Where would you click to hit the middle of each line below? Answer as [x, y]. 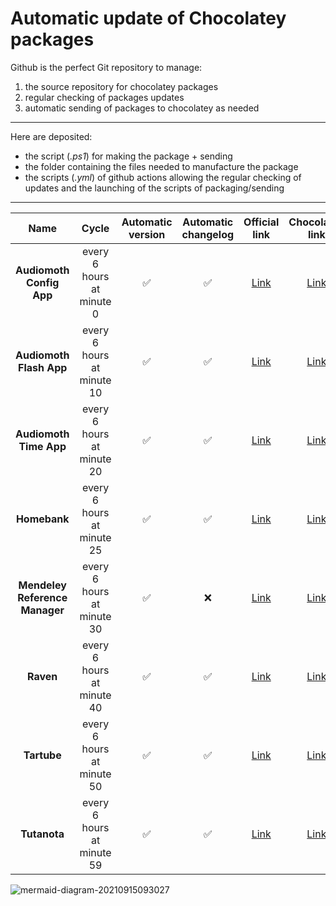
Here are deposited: [51, 136]
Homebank [42, 519]
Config [42, 282]
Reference [42, 597]
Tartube [42, 755]
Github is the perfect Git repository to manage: [106, 67]
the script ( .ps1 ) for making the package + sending [128, 156]
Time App [42, 446]
